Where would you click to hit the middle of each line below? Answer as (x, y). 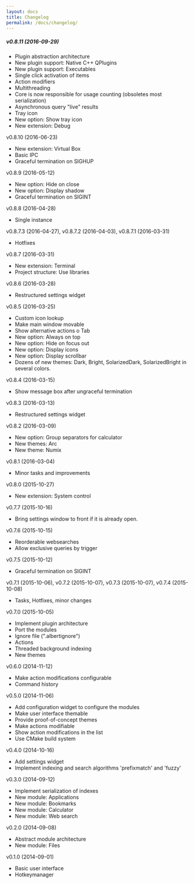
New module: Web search (46, 816)
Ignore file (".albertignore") (47, 636)
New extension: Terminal (45, 266)
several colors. (33, 369)
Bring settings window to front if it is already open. (76, 519)
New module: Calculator (44, 810)
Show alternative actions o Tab (52, 331)
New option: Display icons (46, 350)
